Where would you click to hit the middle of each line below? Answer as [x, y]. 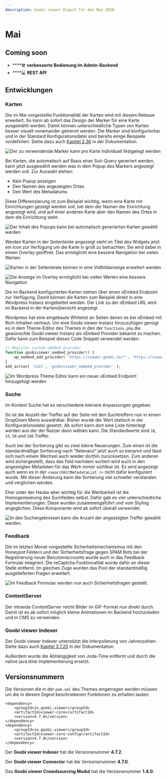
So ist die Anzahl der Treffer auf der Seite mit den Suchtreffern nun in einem [83, 415]
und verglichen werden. [29, 482]
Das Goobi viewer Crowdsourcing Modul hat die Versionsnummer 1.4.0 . [80, 771]
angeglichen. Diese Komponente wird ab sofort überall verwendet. [73, 508]
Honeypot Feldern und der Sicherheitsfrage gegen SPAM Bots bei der [77, 552]
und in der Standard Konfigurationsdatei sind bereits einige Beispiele [75, 136]
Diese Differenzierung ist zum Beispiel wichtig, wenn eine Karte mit [74, 201]
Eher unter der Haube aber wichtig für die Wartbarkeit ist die [67, 492]
